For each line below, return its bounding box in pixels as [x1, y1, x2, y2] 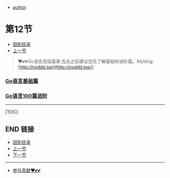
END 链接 [5, 125, 34, 133]
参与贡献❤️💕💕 [12, 167, 40, 173]
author [12, 5, 27, 10]
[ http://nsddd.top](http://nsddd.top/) [17, 64, 94, 70]
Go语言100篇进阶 [5, 92, 48, 99]
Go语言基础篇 [5, 77, 39, 84]
